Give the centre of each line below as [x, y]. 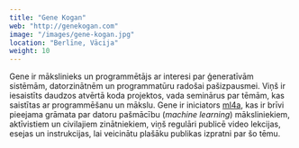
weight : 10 [30, 51]
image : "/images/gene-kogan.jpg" [72, 34]
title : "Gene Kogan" [48, 17]
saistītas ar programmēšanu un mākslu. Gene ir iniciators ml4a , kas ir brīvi [147, 105]
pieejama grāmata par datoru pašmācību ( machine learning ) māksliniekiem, [149, 115]
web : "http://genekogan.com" [64, 26]
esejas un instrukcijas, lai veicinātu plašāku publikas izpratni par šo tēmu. [145, 134]
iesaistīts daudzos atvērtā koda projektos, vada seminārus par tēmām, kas [147, 96]
